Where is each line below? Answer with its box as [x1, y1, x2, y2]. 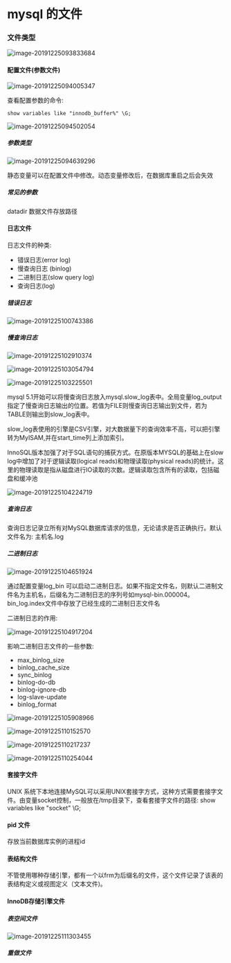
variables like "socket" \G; [7, 803, 82, 812]
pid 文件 [7, 820, 30, 829]
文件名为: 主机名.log [7, 532, 64, 540]
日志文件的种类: [7, 241, 52, 249]
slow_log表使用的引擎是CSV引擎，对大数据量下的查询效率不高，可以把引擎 [7, 425, 221, 433]
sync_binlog [17, 670, 52, 679]
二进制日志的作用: [7, 613, 58, 622]
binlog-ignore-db [17, 685, 67, 694]
